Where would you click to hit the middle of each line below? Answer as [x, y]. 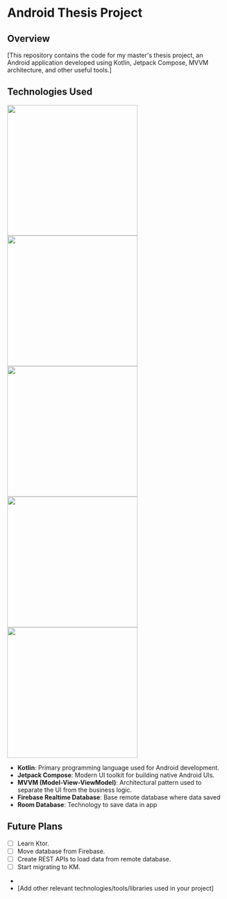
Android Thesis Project [75, 13]
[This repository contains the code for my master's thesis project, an [105, 55]
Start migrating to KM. [49, 867]
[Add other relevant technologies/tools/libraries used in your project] [115, 888]
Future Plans [35, 827]
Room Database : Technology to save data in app [87, 804]
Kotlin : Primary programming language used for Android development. [118, 767]
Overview [29, 39]
